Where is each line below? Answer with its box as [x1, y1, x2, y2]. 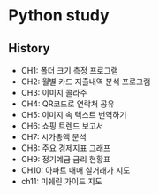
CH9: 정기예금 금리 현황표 [20, 154, 111, 164]
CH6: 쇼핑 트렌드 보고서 [20, 121, 103, 131]
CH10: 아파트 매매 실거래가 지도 [20, 165, 131, 175]
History [8, 41, 50, 56]
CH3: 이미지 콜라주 [20, 88, 87, 97]
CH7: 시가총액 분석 [20, 132, 87, 142]
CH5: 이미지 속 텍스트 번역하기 [20, 110, 127, 120]
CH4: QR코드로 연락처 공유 [20, 98, 116, 109]
